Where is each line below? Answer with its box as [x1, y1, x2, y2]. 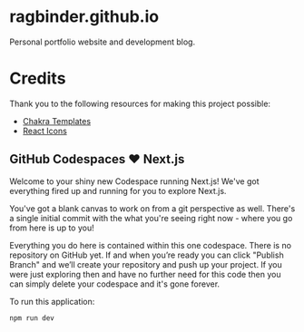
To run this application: [9, 296, 95, 307]
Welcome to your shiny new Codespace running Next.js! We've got [9, 175, 260, 187]
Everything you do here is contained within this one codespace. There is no [9, 239, 292, 250]
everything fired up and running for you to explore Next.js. [9, 185, 227, 196]
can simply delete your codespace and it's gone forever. [9, 278, 221, 289]
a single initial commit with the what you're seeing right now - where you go [9, 212, 293, 223]
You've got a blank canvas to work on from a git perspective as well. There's [9, 202, 296, 214]
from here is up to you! [9, 222, 94, 233]
